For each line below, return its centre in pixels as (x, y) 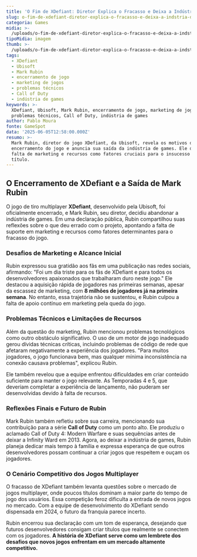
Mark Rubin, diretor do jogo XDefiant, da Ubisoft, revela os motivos (99, 143)
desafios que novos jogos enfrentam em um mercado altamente (86, 542)
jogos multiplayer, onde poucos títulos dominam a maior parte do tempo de (97, 493)
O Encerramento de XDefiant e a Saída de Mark (94, 183)
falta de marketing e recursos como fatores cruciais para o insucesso (101, 154)
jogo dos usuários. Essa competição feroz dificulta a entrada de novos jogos (98, 499)
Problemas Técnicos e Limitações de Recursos (74, 319)
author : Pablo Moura (31, 121)
